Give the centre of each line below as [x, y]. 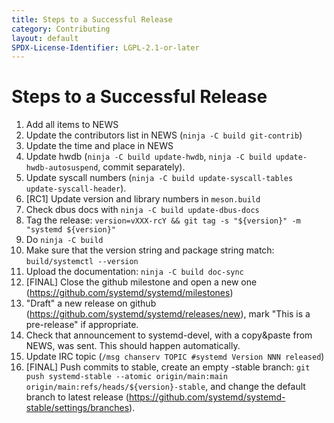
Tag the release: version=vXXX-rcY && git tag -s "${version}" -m [163, 220]
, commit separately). [141, 167]
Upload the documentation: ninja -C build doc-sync [134, 272]
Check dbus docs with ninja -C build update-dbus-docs [142, 210]
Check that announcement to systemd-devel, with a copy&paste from [169, 335]
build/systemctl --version [82, 262]
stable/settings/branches [77, 408]
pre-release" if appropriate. [82, 325]
